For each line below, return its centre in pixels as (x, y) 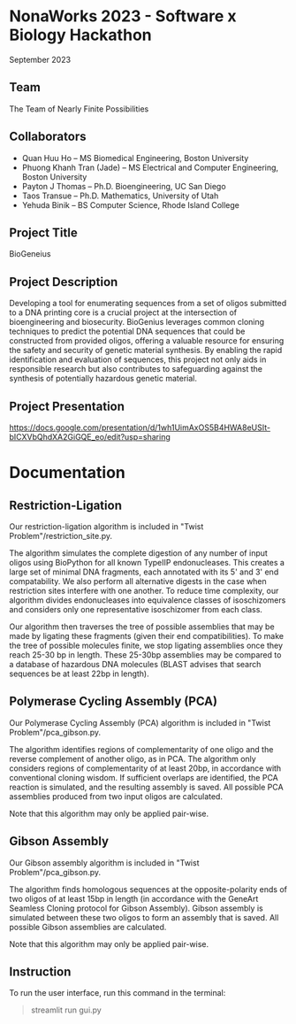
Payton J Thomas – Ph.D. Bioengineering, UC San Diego (124, 186)
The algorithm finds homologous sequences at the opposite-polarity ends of (148, 889)
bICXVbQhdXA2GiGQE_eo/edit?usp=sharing (90, 437)
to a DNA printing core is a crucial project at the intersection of (123, 312)
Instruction (40, 972)
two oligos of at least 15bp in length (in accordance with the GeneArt (134, 898)
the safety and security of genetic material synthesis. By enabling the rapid (146, 350)
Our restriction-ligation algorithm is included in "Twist (106, 527)
